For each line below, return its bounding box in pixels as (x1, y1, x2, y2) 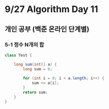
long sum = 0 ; (23, 66, 52, 71)
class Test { (5, 53, 32, 58)
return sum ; (23, 90, 48, 95)
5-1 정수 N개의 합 (5, 41, 44, 48)
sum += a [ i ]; (31, 80, 59, 86)
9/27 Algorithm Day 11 (5, 4, 98, 15)
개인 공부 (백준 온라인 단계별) (5, 25, 89, 33)
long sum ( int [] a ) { (14, 62, 57, 67)
